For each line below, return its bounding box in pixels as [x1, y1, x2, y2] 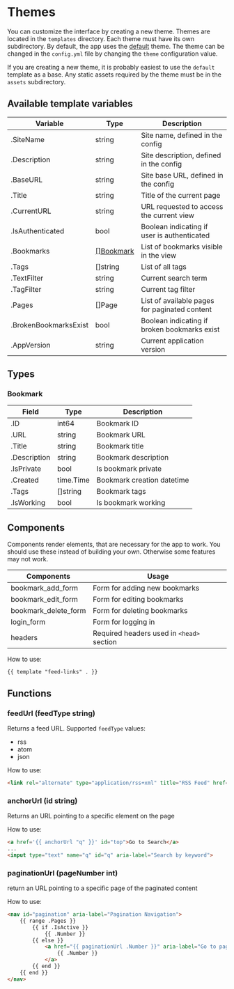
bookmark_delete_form [10, 606, 86, 616]
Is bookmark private [96, 464, 162, 474]
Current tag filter [141, 284, 196, 294]
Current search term [141, 273, 208, 283]
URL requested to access [141, 201, 224, 211]
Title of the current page [141, 190, 221, 200]
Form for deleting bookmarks [93, 606, 188, 616]
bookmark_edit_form [10, 595, 78, 605]
